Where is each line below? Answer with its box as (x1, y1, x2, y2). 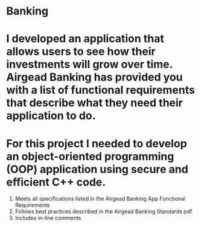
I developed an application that (6, 32, 165, 46)
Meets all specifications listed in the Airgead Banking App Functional (14, 195, 186, 202)
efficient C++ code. (6, 175, 106, 189)
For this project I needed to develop (6, 137, 187, 150)
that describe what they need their (6, 96, 183, 110)
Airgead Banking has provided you (6, 71, 183, 84)
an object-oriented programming (6, 149, 174, 163)
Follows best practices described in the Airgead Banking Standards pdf (14, 208, 193, 215)
